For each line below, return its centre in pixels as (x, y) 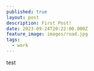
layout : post (23, 17)
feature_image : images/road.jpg (47, 34)
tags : (13, 40)
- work (20, 46)
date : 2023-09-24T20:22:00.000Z (47, 29)
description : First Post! (39, 23)
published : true (27, 12)
